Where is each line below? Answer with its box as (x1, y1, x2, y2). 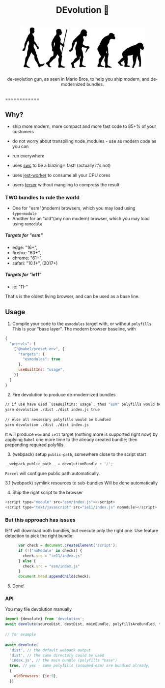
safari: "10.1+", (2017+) (12, 260, 58, 266)
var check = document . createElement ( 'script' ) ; (18, 543, 118, 548)
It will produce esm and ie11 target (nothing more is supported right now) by (5, 431, 158, 437)
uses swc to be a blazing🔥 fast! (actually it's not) (12, 162, 111, 168)
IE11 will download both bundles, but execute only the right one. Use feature (5, 528, 159, 534)
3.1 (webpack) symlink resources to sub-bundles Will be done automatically (5, 479, 158, 486)
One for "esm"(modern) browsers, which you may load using (12, 205, 136, 211)
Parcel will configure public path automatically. (5, 470, 100, 476)
